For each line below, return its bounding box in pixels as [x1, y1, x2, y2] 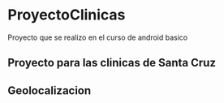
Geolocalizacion [7, 84, 92, 97]
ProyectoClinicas [7, 6, 126, 24]
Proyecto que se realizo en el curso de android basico [7, 32, 188, 42]
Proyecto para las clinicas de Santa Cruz [7, 56, 217, 70]
